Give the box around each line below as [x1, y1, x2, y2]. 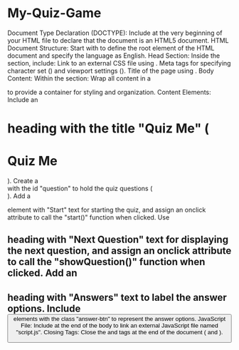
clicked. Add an [7, 267, 78, 279]
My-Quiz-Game [7, 5, 102, 21]
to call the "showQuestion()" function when [7, 256, 206, 268]
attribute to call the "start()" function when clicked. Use [7, 213, 170, 222]
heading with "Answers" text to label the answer [7, 291, 228, 304]
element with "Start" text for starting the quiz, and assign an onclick [7, 205, 206, 215]
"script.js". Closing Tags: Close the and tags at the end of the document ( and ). [16, 328, 223, 336]
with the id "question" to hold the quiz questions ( [7, 184, 153, 193]
